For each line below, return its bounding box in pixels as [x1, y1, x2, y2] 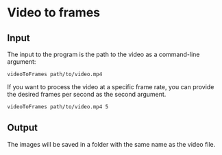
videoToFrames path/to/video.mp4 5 [7, 104, 109, 110]
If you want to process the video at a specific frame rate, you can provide [7, 83, 214, 91]
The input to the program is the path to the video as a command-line [7, 50, 200, 58]
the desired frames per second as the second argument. [7, 91, 166, 98]
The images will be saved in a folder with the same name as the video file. [7, 140, 216, 148]
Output [7, 122, 38, 134]
